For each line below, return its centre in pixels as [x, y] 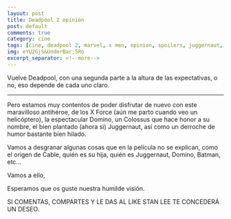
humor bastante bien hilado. [47, 134]
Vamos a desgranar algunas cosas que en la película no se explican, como [113, 147]
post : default [27, 26]
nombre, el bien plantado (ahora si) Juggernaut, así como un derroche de [111, 126]
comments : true [29, 33]
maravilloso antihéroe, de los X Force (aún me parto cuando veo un [102, 112]
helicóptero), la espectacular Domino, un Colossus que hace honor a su [109, 119]
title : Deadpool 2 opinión [46, 20]
